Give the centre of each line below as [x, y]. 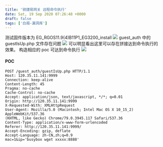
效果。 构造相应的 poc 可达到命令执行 [43, 50]
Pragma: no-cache [23, 89]
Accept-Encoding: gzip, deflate [38, 131]
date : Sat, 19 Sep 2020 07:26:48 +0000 [45, 14]
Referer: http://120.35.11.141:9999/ [43, 127]
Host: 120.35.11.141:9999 [31, 76]
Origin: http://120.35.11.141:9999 [41, 101]
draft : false [18, 18]
